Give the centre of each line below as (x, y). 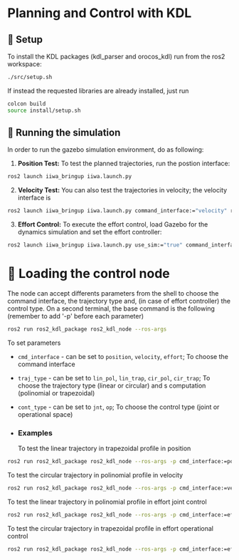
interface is (34, 198)
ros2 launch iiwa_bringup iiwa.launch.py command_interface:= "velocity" (117, 211)
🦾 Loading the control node (89, 274)
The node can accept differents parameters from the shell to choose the (113, 293)
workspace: (25, 64)
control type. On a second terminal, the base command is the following (111, 308)
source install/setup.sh (44, 110)
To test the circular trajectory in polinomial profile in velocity (95, 475)
